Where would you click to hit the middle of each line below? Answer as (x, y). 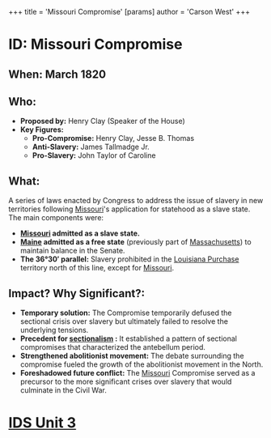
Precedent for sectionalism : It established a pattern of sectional (128, 338)
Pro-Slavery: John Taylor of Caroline (94, 155)
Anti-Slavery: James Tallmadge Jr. (91, 147)
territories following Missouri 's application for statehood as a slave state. (129, 209)
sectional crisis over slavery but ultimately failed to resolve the (124, 321)
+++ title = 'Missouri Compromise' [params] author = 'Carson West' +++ (129, 12)
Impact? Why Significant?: (77, 293)
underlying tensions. (54, 330)
